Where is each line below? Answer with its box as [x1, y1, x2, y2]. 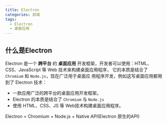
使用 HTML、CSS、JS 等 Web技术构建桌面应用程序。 [12, 102, 124, 108]
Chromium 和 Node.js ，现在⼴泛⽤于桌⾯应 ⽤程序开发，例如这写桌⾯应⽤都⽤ [5, 73, 162, 79]
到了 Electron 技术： [5, 79, 47, 85]
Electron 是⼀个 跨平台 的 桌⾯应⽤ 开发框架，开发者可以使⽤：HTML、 [5, 60, 152, 66]
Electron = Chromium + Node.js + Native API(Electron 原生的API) [5, 113, 140, 119]
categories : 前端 [5, 12, 40, 17]
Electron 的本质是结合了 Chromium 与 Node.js [12, 96, 104, 102]
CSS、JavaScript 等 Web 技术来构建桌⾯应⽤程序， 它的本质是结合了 [5, 67, 148, 73]
